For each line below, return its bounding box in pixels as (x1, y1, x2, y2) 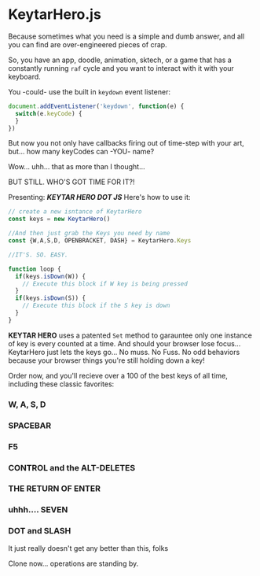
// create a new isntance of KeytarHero (8, 208, 143, 216)
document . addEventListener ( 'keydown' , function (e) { (8, 102, 185, 110)
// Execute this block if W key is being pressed (22, 279, 189, 288)
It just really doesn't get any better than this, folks (8, 543, 169, 552)
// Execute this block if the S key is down (22, 301, 170, 310)
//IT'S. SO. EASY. (8, 250, 68, 259)
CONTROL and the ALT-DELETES (8, 462, 136, 473)
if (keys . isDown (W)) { (15, 272, 86, 280)
